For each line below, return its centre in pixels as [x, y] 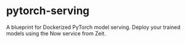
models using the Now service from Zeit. [56, 33]
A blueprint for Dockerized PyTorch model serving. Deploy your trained [93, 27]
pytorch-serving [48, 11]
